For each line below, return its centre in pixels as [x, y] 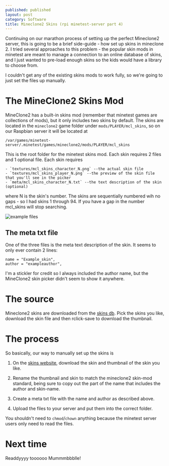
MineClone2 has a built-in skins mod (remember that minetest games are [81, 115]
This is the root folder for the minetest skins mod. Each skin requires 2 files [83, 154]
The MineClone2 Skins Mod [65, 101]
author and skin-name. [36, 389]
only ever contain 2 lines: [31, 250]
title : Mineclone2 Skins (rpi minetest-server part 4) [64, 24]
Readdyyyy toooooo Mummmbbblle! [43, 458]
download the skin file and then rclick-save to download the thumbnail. [79, 318]
